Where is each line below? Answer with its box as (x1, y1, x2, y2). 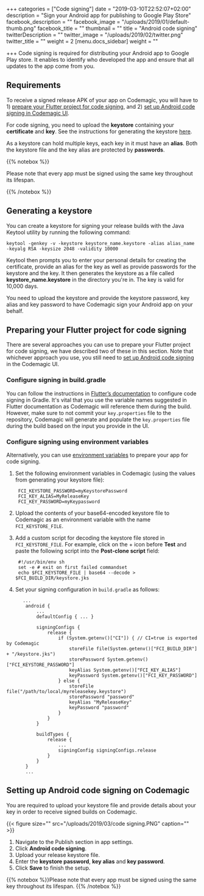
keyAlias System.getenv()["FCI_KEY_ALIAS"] (69, 667, 181, 674)
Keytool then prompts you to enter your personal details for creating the (6, 256, 186, 263)
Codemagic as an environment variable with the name (15, 516, 151, 523)
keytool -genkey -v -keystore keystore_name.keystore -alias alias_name (6, 240, 195, 246)
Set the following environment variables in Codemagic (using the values (15, 470, 196, 477)
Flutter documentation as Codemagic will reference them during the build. (6, 403, 192, 410)
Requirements (6, 80, 61, 90)
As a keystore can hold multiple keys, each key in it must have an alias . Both (6, 139, 198, 147)
